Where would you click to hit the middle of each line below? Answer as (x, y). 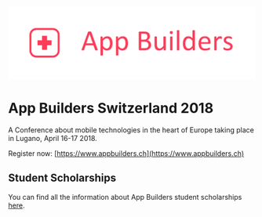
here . (16, 205)
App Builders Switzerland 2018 (111, 108)
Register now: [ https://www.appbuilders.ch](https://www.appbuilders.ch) (126, 154)
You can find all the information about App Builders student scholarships (125, 197)
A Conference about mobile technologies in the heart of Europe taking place (131, 130)
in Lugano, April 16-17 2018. (53, 139)
